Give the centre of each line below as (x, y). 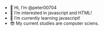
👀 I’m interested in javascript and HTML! (51, 13)
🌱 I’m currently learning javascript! (45, 18)
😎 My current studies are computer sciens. (54, 23)
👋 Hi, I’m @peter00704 (33, 8)
